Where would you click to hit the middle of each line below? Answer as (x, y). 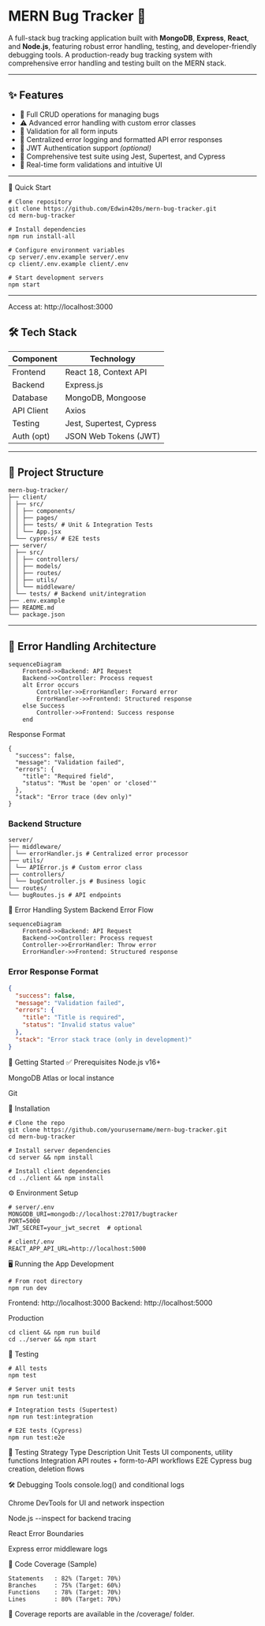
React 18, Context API (106, 372)
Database (30, 398)
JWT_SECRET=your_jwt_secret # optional (76, 1228)
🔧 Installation (29, 1108)
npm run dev (28, 1288)
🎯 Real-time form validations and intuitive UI (91, 164)
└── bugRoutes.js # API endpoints (65, 895)
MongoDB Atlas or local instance (61, 1078)
